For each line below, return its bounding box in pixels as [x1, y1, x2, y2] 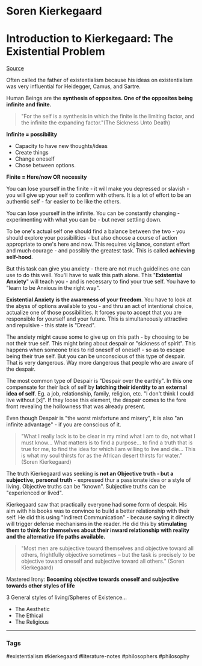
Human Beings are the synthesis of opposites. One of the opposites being [6, 95, 194, 102]
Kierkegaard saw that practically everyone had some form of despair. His [6, 501, 188, 508]
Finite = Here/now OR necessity [6, 173, 87, 181]
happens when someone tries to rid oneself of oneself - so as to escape [6, 346, 185, 354]
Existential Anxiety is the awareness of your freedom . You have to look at [6, 296, 192, 303]
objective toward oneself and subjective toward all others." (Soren [20, 557, 185, 565]
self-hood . [6, 254, 33, 261]
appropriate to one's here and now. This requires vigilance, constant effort [6, 240, 191, 248]
